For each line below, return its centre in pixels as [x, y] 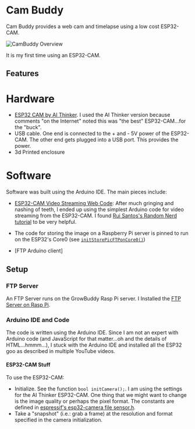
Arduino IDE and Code [38, 320]
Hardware [30, 98]
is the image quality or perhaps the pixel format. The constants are [94, 402]
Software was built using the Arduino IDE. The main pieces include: [86, 192]
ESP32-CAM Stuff [28, 364]
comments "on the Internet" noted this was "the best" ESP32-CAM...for [100, 121]
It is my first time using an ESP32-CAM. [53, 55]
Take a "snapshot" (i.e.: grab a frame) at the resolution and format [93, 414]
